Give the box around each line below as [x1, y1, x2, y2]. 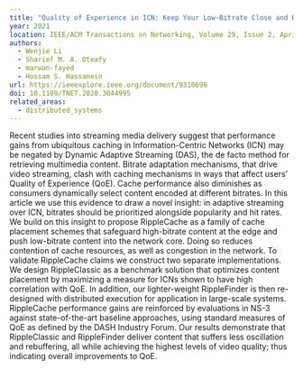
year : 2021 [9, 22, 50, 31]
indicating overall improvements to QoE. [9, 351, 158, 362]
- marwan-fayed [17, 64, 75, 73]
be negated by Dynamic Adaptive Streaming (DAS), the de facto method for [9, 150, 290, 161]
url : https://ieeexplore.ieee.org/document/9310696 [9, 80, 207, 89]
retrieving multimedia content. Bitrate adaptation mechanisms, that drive [9, 159, 278, 170]
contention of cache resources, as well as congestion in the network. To [9, 245, 278, 256]
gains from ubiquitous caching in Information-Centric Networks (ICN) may [9, 140, 285, 151]
